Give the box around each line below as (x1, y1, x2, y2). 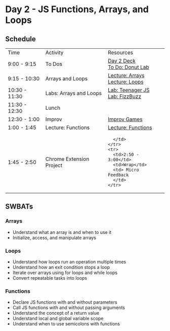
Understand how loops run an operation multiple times (12, 258, 126, 265)
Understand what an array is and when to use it (12, 229, 112, 235)
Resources (108, 49, 134, 56)
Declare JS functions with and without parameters (12, 299, 117, 306)
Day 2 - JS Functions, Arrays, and (5, 4, 149, 15)
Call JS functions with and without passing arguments (12, 305, 125, 311)
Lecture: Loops (108, 78, 144, 85)
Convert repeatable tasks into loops (12, 275, 88, 281)
